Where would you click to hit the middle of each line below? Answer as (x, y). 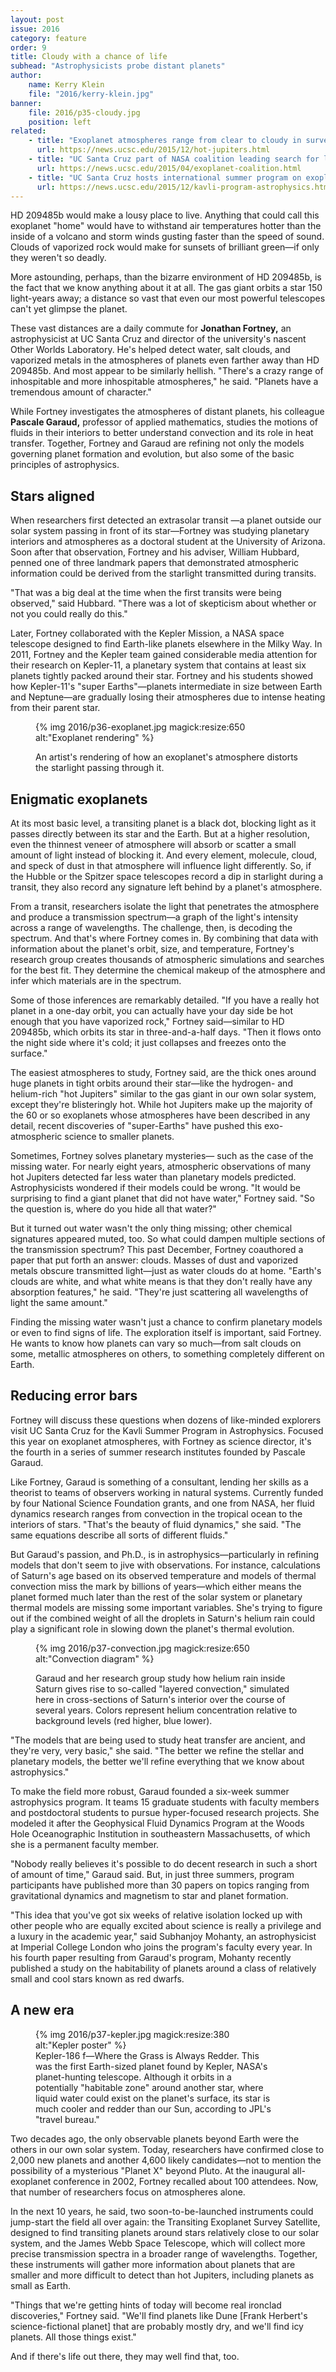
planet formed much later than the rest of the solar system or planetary (156, 1597)
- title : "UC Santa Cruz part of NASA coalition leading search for (174, 159)
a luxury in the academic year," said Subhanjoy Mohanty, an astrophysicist (163, 1936)
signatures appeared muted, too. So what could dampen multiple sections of (168, 1239)
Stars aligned (52, 496)
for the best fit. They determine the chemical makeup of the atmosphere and (168, 970)
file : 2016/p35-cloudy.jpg (84, 112)
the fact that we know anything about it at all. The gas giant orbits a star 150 (166, 288)
